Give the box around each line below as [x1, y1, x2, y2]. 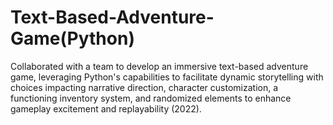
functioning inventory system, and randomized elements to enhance [10, 92, 292, 104]
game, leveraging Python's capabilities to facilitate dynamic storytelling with [10, 71, 324, 83]
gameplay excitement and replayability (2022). [10, 102, 202, 115]
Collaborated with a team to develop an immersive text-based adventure [10, 60, 309, 72]
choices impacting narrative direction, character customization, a [10, 81, 279, 93]
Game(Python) [10, 27, 135, 50]
